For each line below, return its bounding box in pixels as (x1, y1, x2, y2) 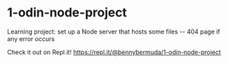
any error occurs (7, 34, 55, 42)
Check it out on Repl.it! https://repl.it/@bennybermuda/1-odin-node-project (7, 48, 221, 56)
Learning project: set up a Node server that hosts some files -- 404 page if (7, 27, 220, 36)
